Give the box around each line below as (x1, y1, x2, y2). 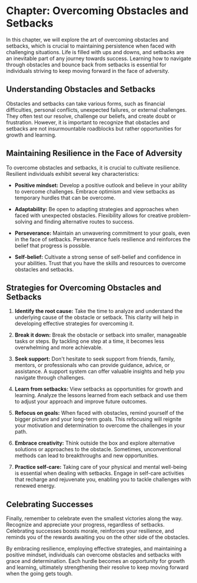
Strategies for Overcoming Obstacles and (6, 282, 162, 292)
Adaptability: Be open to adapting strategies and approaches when (14, 205, 179, 212)
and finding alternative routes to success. (34, 218, 134, 225)
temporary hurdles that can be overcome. (14, 194, 116, 201)
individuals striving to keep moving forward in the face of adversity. (6, 67, 169, 74)
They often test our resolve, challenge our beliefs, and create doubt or (6, 112, 176, 119)
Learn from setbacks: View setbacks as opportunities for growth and (14, 385, 183, 392)
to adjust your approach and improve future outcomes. (14, 398, 148, 405)
